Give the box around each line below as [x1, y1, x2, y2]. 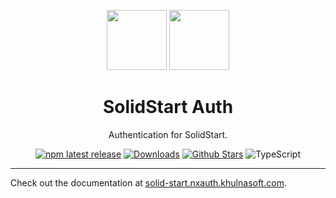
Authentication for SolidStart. [108, 128, 228, 140]
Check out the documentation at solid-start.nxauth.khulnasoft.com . [10, 176, 287, 189]
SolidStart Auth [102, 96, 234, 119]
